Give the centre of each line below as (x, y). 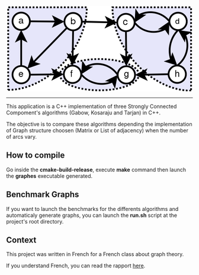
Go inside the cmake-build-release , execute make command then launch (96, 170)
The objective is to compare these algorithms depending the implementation (99, 124)
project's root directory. (35, 221)
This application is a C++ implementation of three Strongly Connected (92, 106)
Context (21, 240)
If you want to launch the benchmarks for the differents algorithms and (92, 209)
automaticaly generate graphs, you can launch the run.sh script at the (92, 215)
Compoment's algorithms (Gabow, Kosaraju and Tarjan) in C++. (84, 113)
